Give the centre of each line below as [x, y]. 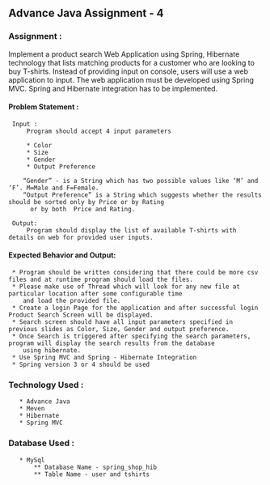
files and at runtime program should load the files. [101, 280]
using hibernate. [52, 351]
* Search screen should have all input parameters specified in [122, 322]
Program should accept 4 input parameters [99, 131]
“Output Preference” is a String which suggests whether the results [143, 195]
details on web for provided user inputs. [81, 237]
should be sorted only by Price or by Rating [86, 202]
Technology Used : [46, 385]
